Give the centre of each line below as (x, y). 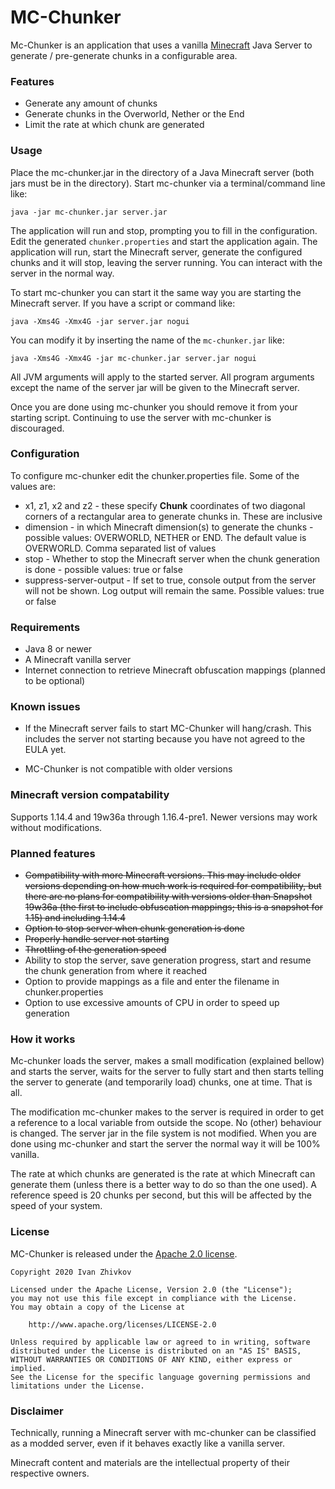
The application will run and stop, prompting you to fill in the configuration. (164, 230)
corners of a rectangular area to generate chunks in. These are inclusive (173, 516)
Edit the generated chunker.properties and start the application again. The (164, 241)
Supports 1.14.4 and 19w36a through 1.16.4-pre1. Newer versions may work (164, 817)
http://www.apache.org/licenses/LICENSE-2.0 (122, 1324)
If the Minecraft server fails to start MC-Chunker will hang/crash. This (168, 728)
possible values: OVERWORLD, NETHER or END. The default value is (165, 537)
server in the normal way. (62, 273)
